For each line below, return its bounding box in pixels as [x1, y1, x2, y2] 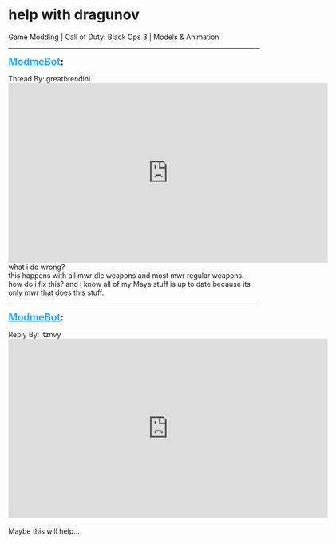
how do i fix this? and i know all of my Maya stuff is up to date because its [8, 279, 251, 288]
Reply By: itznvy [8, 329, 61, 339]
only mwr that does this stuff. [8, 288, 105, 297]
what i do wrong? [8, 262, 65, 272]
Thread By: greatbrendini [8, 73, 91, 83]
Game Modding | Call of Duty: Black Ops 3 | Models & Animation [8, 32, 219, 42]
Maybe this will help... [8, 526, 80, 536]
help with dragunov [8, 6, 140, 24]
